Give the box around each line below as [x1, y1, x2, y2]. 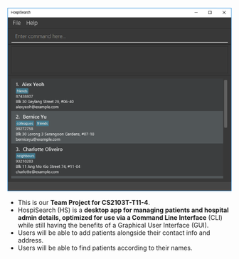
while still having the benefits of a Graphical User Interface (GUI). [17, 221, 209, 229]
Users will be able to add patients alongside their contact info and [17, 228, 211, 237]
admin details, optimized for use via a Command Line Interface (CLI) [17, 213, 223, 221]
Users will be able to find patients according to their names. [17, 243, 193, 252]
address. [17, 236, 44, 244]
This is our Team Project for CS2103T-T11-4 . [17, 198, 151, 206]
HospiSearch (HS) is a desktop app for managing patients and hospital [17, 206, 229, 214]
